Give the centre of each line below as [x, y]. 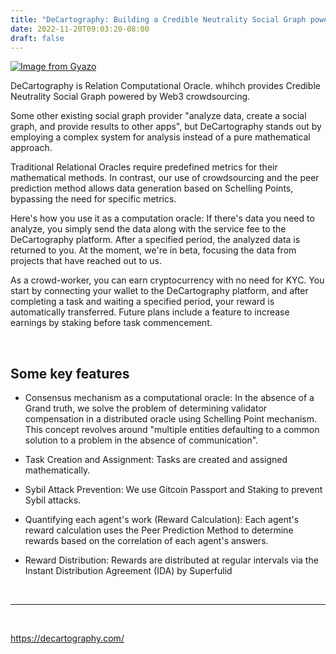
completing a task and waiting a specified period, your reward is [142, 302]
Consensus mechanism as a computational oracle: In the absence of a [169, 398]
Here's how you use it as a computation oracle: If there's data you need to [162, 218]
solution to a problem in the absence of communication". [141, 440]
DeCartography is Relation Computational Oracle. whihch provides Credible [165, 86]
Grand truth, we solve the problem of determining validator [146, 408]
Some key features [70, 373]
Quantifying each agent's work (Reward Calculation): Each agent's [162, 520]
